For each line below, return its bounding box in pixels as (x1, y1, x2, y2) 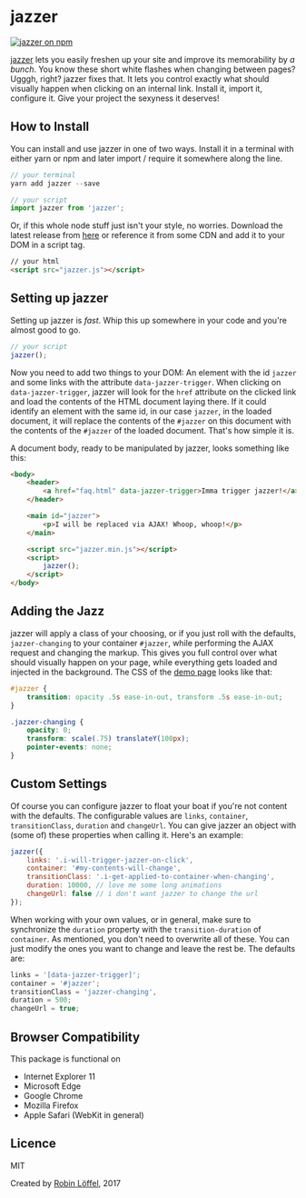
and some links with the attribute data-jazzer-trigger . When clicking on (10, 376, 281, 387)
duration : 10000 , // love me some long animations (26, 881, 222, 890)
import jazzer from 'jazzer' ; (10, 204, 125, 213)
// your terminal (10, 170, 76, 179)
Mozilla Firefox (23, 1100, 79, 1111)
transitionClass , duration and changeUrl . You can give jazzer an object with (10, 820, 297, 831)
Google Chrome (23, 1091, 84, 1101)
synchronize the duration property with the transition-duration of (10, 923, 262, 934)
